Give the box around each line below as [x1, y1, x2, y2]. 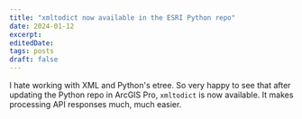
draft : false [9, 55, 59, 64]
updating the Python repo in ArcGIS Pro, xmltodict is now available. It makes [9, 89, 294, 100]
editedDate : [9, 38, 54, 48]
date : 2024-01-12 [9, 22, 75, 31]
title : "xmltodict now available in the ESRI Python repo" [9, 13, 236, 23]
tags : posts [9, 47, 54, 56]
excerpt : [9, 30, 42, 39]
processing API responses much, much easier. [9, 99, 182, 109]
